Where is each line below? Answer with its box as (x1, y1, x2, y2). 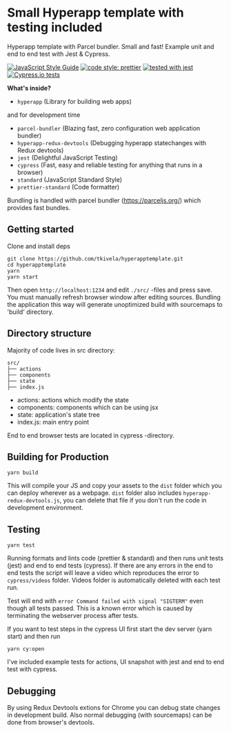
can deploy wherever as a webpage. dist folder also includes (7, 489, 182, 497)
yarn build (7, 469, 39, 476)
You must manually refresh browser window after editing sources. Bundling (7, 292, 221, 301)
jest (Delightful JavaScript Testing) (17, 153, 119, 162)
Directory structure (7, 328, 92, 339)
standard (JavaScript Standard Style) (17, 175, 123, 184)
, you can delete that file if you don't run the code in (59, 496, 207, 505)
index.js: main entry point (17, 417, 90, 426)
